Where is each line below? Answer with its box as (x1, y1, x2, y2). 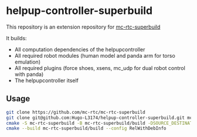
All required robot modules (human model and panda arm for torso (14, 52, 176, 59)
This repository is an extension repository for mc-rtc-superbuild (6, 23, 161, 30)
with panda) (14, 71, 44, 78)
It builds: (6, 34, 28, 41)
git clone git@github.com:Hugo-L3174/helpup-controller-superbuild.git (6, 115, 185, 121)
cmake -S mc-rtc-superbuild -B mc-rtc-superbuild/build (6, 120, 145, 126)
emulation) (14, 58, 41, 65)
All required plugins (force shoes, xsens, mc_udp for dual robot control (14, 64, 186, 71)
